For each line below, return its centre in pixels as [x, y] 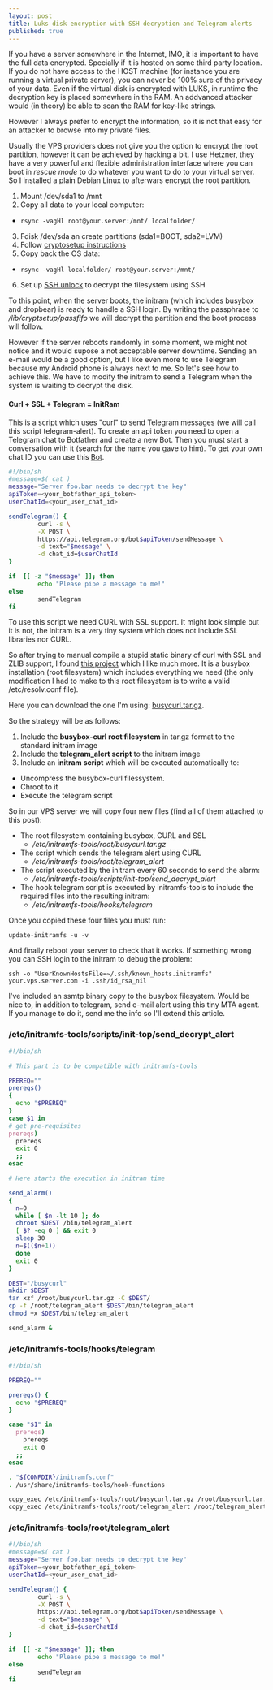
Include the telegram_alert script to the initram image [110, 754]
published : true [36, 31]
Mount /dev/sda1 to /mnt [61, 197]
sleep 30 [30, 1238]
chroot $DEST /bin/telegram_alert [74, 1223]
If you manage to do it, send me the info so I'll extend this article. [117, 1014]
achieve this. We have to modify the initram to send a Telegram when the [130, 377]
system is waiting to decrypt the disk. [71, 386]
